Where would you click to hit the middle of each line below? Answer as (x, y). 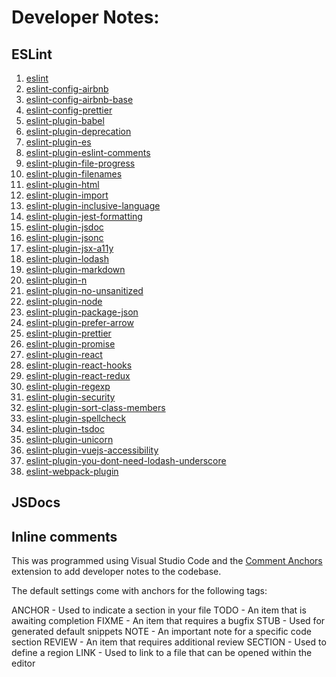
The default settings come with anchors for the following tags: (139, 591)
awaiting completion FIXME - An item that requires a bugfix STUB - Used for (168, 621)
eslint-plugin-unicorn (69, 439)
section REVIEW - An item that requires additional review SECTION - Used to (169, 642)
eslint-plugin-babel (65, 120)
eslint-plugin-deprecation (78, 131)
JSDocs (36, 502)
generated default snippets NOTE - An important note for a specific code (161, 632)
